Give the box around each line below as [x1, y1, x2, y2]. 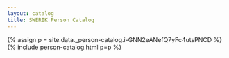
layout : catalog [7, 10, 54, 17]
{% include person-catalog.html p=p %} [7, 43, 122, 51]
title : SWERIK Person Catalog [7, 17, 95, 23]
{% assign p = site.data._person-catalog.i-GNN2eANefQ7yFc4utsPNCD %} [7, 35, 222, 43]
